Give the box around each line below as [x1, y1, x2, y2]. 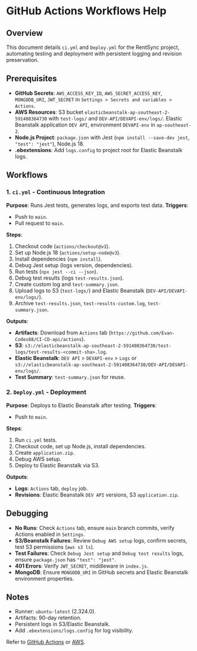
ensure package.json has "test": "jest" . [14, 556, 116, 563]
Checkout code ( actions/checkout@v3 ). [14, 243, 110, 250]
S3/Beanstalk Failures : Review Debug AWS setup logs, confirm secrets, [14, 537, 187, 544]
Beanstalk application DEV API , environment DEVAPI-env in [14, 121, 156, 128]
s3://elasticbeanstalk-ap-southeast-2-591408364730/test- [24, 343, 171, 349]
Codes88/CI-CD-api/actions [14, 336, 82, 342]
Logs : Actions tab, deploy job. [14, 485, 88, 492]
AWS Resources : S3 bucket [14, 108, 83, 116]
